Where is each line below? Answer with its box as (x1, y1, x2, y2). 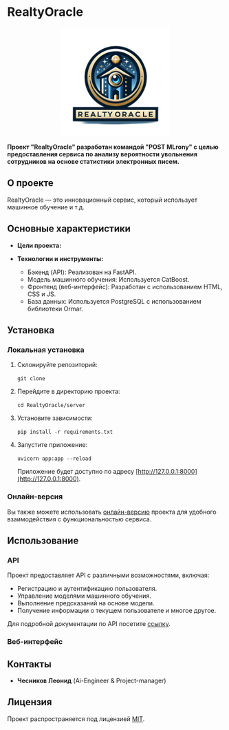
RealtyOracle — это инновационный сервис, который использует (7, 196, 198, 204)
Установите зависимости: (17, 414, 93, 422)
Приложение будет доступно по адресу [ (17, 468, 139, 476)
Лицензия (7, 696, 52, 708)
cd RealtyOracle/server (17, 402, 86, 409)
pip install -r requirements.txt (17, 428, 113, 436)
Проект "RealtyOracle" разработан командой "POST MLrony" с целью (7, 143, 219, 151)
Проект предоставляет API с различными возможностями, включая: (7, 571, 210, 579)
